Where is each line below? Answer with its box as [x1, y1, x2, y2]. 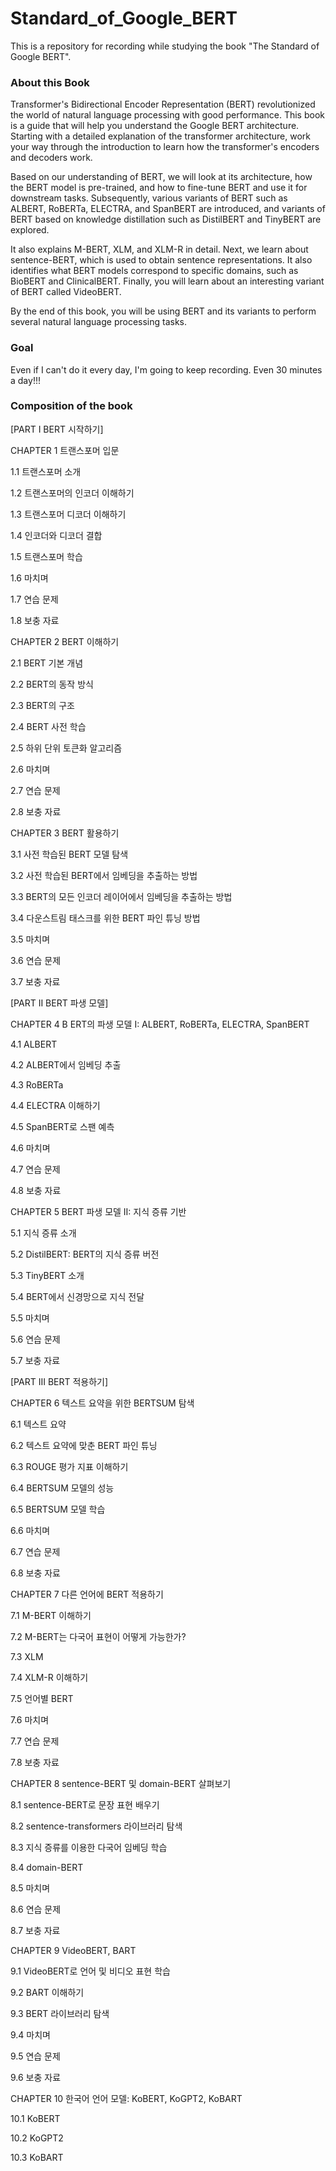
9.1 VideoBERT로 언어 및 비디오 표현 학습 [10, 1965, 171, 1977]
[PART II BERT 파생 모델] [10, 997, 109, 1009]
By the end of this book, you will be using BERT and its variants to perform [10, 305, 317, 317]
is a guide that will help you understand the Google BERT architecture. [10, 120, 300, 132]
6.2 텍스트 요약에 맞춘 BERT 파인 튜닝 [10, 1439, 158, 1451]
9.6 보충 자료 [10, 2071, 62, 2083]
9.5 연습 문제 [10, 2050, 61, 2062]
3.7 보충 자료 [10, 975, 61, 987]
